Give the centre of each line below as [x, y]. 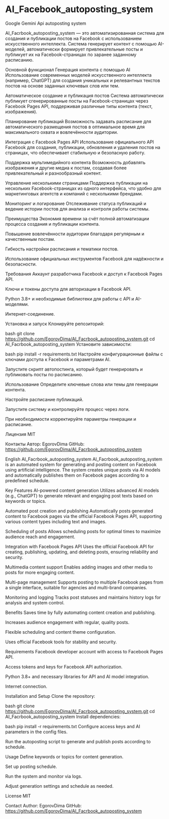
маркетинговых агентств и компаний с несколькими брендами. [74, 193]
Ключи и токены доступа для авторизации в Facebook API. [69, 289]
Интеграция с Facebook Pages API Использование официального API [80, 142]
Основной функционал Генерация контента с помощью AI [68, 70]
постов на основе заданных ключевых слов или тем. [62, 86]
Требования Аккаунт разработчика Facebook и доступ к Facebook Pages [84, 274]
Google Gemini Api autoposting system [46, 23]
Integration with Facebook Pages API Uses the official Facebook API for [79, 546]
